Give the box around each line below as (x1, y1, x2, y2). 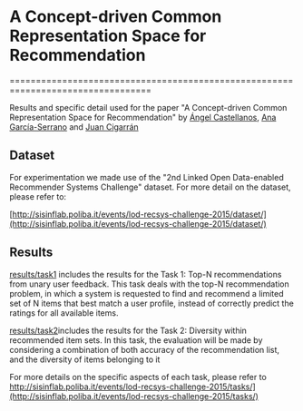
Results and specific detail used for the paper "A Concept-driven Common (9, 102, 288, 113)
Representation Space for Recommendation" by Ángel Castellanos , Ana (9, 112, 277, 122)
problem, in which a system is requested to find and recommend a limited (9, 288, 284, 298)
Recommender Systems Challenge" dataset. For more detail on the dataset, (9, 181, 292, 192)
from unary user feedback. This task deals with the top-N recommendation (9, 279, 290, 289)
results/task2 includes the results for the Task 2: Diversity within (9, 325, 248, 336)
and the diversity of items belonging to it (9, 354, 161, 365)
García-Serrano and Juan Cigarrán (9, 121, 139, 132)
